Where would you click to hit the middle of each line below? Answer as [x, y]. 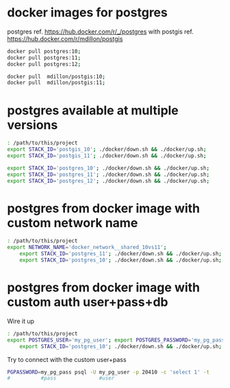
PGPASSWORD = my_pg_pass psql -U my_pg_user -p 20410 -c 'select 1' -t [108, 372]
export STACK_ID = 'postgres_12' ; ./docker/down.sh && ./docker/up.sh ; [108, 181]
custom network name [73, 223]
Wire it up [21, 321]
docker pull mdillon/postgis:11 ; [56, 83]
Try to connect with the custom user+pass [67, 359]
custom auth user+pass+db [88, 302]
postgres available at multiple [93, 110]
